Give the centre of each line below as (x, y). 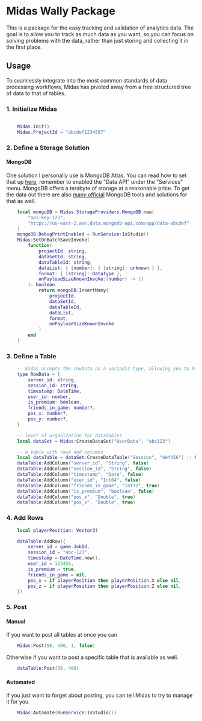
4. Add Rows (25, 518)
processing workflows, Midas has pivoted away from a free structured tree (99, 87)
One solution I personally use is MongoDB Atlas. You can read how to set (96, 175)
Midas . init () (33, 127)
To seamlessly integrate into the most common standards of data (87, 80)
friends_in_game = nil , (57, 575)
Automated (20, 682)
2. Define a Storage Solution (48, 148)
